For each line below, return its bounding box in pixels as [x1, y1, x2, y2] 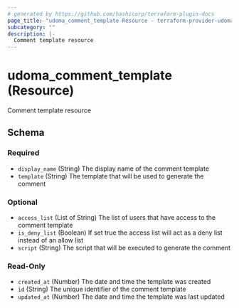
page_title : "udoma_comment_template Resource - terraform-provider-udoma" [7, 17, 237, 24]
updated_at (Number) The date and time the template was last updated [17, 292, 225, 301]
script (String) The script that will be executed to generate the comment [17, 243, 231, 253]
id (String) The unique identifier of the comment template [17, 285, 186, 294]
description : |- [7, 30, 55, 38]
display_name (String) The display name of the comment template [17, 164, 210, 173]
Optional [7, 197, 38, 207]
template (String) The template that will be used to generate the [17, 171, 204, 180]
